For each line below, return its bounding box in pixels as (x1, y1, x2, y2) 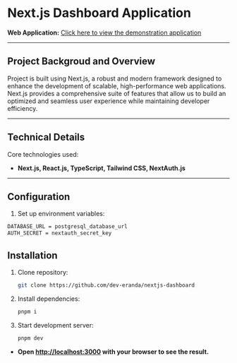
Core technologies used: (7, 150, 79, 158)
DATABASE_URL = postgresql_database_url (7, 223, 128, 230)
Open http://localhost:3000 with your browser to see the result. (17, 347, 209, 356)
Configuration (7, 191, 71, 203)
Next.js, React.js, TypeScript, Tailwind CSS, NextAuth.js (17, 164, 186, 172)
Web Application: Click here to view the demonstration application (7, 28, 202, 37)
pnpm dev (17, 334, 44, 342)
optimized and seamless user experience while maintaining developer (7, 97, 210, 105)
